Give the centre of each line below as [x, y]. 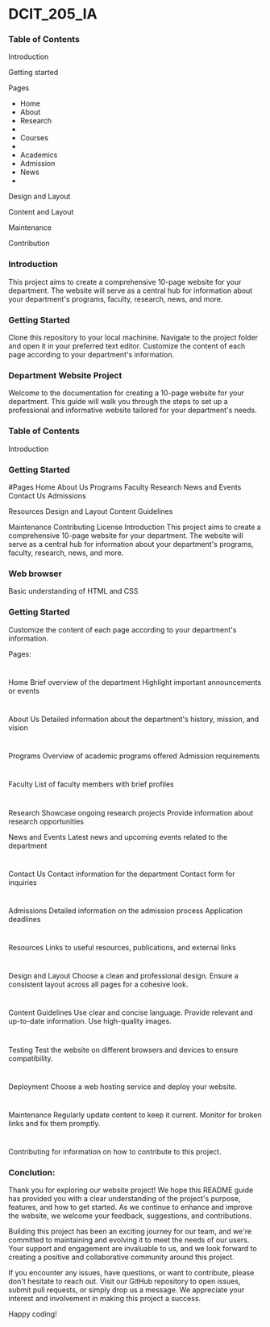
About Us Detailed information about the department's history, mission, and [134, 719]
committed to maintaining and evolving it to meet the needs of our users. [129, 1240]
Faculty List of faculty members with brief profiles [91, 784]
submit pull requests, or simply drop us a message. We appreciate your [127, 1290]
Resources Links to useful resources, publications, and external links [122, 948]
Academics [39, 155]
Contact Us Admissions [47, 495]
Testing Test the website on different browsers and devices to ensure [123, 1049]
